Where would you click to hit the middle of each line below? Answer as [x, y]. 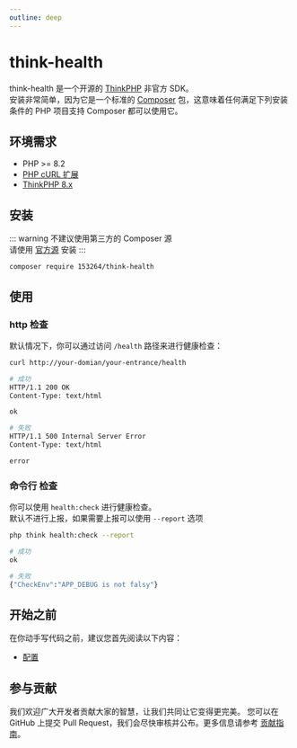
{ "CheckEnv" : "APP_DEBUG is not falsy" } [84, 584]
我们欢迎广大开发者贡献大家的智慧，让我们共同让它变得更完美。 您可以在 [144, 712]
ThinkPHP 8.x [48, 184]
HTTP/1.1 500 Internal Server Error [78, 437]
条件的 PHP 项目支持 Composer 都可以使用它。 [96, 111]
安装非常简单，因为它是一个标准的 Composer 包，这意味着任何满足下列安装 [149, 99]
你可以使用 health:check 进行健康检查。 [83, 507]
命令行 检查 [34, 485]
